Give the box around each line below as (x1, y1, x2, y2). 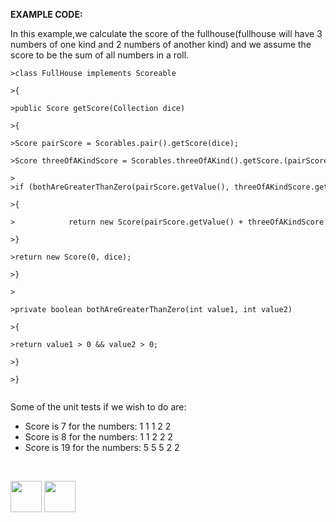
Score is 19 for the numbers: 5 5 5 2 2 (24, 442, 180, 453)
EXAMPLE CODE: (10, 9, 83, 20)
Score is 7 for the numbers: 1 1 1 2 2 (24, 420, 172, 432)
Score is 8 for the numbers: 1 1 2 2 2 (24, 431, 173, 443)
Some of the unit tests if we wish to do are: (10, 401, 187, 413)
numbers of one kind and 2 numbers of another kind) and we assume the (10, 39, 312, 50)
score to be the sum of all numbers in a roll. (10, 49, 190, 61)
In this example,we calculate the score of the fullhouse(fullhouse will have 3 (10, 28, 323, 39)
